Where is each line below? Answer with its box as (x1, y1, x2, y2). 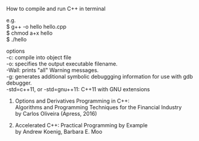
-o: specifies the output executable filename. (6, 60, 118, 67)
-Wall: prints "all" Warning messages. (6, 67, 99, 74)
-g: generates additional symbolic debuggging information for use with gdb (6, 73, 193, 80)
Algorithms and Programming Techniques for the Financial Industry (14, 104, 182, 110)
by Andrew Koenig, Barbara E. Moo (14, 128, 103, 135)
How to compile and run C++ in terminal (6, 5, 106, 12)
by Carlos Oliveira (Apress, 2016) (14, 110, 98, 117)
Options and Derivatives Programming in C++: (14, 97, 130, 104)
